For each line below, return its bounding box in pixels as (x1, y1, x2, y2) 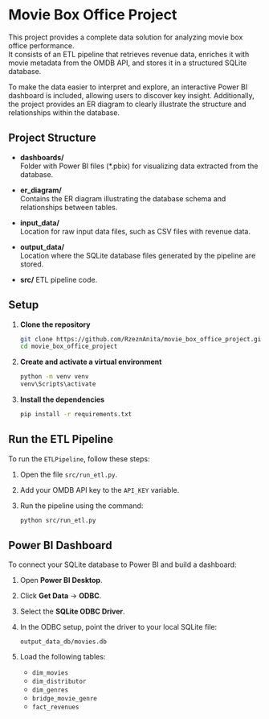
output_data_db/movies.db (19, 638, 107, 646)
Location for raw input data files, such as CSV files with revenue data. (19, 226, 251, 236)
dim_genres (31, 686, 69, 694)
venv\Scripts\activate (19, 380, 96, 388)
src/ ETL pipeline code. (19, 275, 98, 284)
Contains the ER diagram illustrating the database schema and (19, 193, 226, 203)
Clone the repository (19, 320, 91, 329)
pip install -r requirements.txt (19, 411, 132, 419)
